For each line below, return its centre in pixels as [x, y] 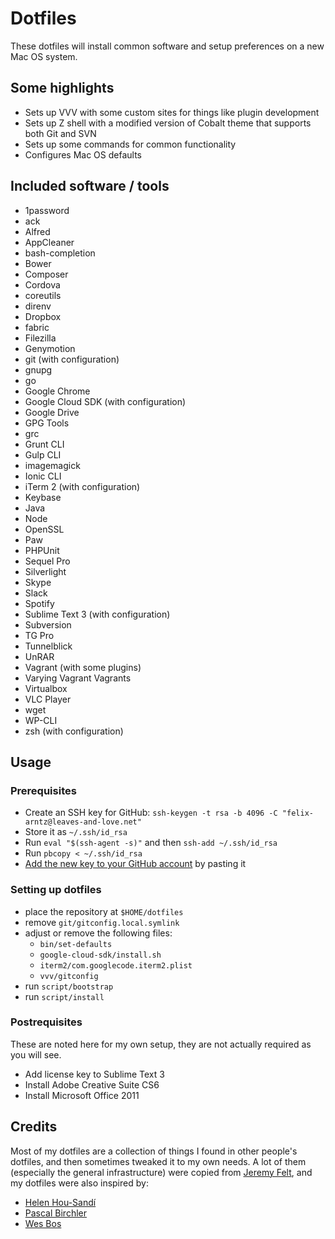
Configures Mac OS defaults [83, 154]
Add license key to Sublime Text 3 [94, 1074]
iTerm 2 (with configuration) [82, 486]
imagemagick [52, 465]
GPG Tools [47, 423]
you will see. [36, 1054]
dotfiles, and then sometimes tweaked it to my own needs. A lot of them [158, 1161]
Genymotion [50, 348]
